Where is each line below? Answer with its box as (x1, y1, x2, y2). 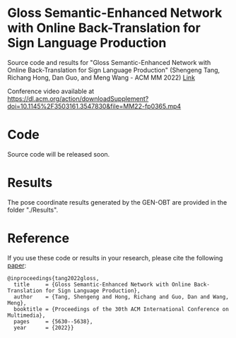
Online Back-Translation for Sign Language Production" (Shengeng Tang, (7, 66, 220, 74)
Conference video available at (7, 87, 95, 95)
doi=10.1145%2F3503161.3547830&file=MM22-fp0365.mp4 (7, 102, 182, 110)
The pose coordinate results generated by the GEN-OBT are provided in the (7, 198, 228, 206)
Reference (7, 231, 69, 246)
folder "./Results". (7, 205, 59, 214)
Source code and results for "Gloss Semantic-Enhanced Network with (7, 58, 211, 66)
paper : (7, 261, 27, 270)
